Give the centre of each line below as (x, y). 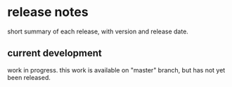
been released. (29, 77)
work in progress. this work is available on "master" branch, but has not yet (116, 70)
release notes (48, 12)
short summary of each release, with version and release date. (98, 31)
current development (54, 53)
